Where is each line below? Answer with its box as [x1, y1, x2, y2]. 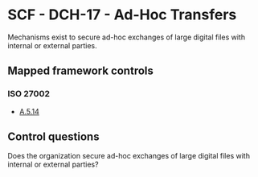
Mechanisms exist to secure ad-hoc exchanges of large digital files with [7, 32, 246, 42]
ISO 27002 [7, 88, 50, 100]
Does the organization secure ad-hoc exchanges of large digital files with [7, 151, 251, 161]
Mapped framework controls [7, 64, 154, 78]
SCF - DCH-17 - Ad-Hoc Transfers [7, 6, 237, 24]
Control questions [7, 130, 100, 144]
